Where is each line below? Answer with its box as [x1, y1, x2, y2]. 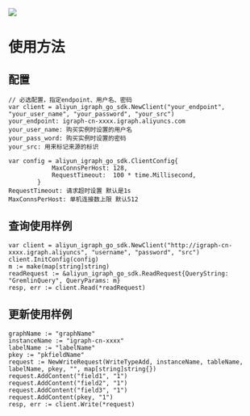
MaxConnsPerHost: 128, [51, 164, 128, 172]
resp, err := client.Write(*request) [8, 400, 135, 408]
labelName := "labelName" [8, 343, 95, 351]
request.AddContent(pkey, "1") [8, 393, 114, 401]
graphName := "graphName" [8, 330, 95, 338]
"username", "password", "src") [91, 248, 200, 256]
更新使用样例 [8, 308, 73, 321]
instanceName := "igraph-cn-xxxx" [8, 336, 125, 345]
